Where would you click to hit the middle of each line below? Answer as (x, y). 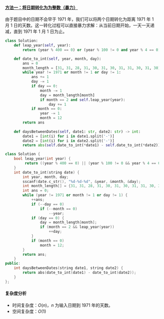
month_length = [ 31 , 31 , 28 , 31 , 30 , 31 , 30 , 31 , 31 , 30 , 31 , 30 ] (92, 68)
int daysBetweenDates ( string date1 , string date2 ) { (69, 268)
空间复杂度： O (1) (29, 311)
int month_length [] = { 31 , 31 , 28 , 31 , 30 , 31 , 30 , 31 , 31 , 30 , (89, 186)
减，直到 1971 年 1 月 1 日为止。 (36, 31)
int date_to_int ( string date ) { (47, 172)
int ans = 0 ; (36, 191)
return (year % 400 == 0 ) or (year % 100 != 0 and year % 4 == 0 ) (92, 50)
